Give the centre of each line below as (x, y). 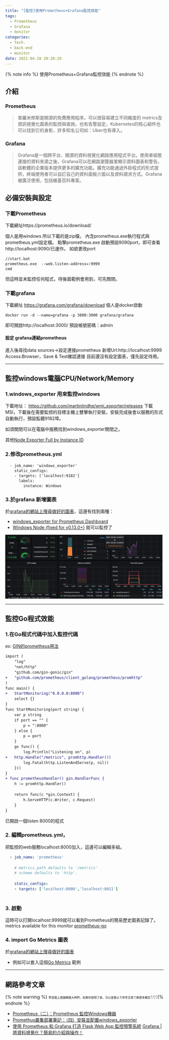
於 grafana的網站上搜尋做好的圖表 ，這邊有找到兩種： (60, 511)
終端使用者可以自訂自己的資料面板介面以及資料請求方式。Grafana (94, 174)
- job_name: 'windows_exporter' (44, 466)
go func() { (27, 747)
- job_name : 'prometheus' (37, 857)
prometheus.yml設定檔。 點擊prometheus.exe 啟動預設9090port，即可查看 (83, 242)
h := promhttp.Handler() (40, 784)
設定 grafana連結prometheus (36, 338)
